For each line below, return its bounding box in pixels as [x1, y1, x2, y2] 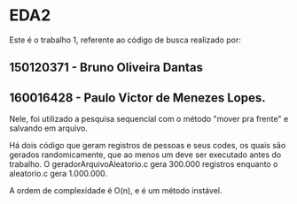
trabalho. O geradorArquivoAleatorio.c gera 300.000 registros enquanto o [9, 159, 278, 170]
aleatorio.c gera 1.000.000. [9, 169, 108, 179]
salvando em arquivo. [9, 123, 89, 133]
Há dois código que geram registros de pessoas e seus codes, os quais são [9, 140, 286, 151]
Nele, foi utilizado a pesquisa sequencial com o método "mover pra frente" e [9, 114, 289, 125]
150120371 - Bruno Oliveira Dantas [9, 60, 204, 75]
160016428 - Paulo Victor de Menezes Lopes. [9, 90, 266, 105]
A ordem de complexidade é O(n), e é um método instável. [9, 185, 223, 196]
